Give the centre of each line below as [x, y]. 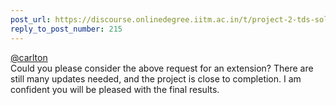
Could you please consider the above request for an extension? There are [162, 68]
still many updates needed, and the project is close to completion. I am [156, 78]
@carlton [29, 57]
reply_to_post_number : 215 [66, 29]
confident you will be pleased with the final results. [115, 89]
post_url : [31, 19]
